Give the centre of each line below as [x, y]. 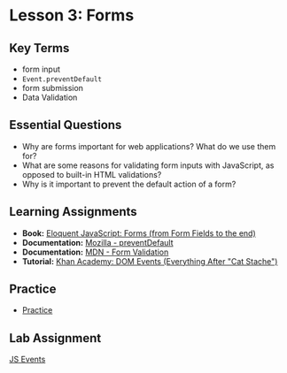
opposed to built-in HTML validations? [92, 174]
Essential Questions [66, 125]
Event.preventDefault [62, 80]
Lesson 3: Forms [72, 15]
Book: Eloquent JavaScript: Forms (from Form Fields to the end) [139, 233]
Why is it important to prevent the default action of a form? [129, 184]
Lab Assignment [55, 338]
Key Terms [39, 48]
